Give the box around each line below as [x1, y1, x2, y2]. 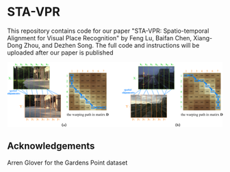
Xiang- [193, 33, 213, 42]
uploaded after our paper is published [7, 48, 114, 57]
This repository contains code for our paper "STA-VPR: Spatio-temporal [7, 27, 209, 35]
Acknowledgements [7, 141, 95, 152]
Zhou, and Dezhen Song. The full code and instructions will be [23, 41, 200, 49]
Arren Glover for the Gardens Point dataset [7, 158, 128, 167]
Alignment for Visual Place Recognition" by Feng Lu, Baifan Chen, [7, 33, 192, 42]
